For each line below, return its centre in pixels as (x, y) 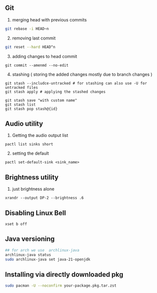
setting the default (30, 154)
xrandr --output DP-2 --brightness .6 (44, 198)
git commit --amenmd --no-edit (37, 65)
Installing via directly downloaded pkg (64, 274)
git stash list (20, 104)
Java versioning (30, 239)
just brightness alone (33, 189)
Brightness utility (32, 177)
